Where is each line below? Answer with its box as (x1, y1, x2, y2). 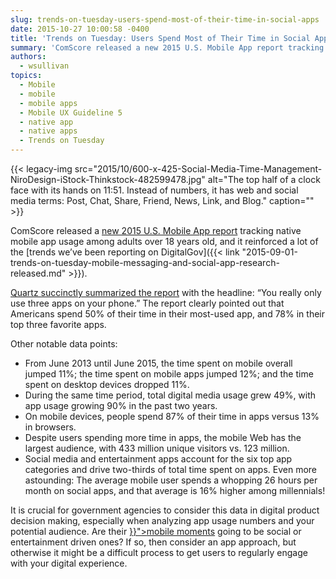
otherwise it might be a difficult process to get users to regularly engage (10, 547, 308, 558)
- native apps (19, 126, 78, 136)
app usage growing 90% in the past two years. (24, 400, 218, 411)
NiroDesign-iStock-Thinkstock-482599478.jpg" (10, 174, 206, 185)
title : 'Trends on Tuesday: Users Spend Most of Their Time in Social (10, 33, 311, 43)
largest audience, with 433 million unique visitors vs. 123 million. (24, 442, 290, 454)
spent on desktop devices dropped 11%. (24, 379, 190, 390)
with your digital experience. (10, 557, 128, 569)
